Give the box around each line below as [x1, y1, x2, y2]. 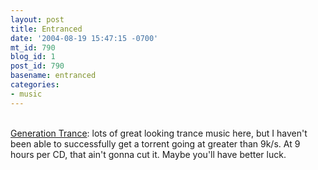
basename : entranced [10, 71, 97, 81]
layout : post [10, 14, 65, 25]
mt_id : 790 [10, 42, 56, 53]
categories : [10, 80, 60, 90]
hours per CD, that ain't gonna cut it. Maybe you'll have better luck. [10, 148, 287, 160]
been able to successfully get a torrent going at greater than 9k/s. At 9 [10, 137, 301, 150]
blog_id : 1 [10, 52, 56, 62]
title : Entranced [10, 24, 83, 34]
